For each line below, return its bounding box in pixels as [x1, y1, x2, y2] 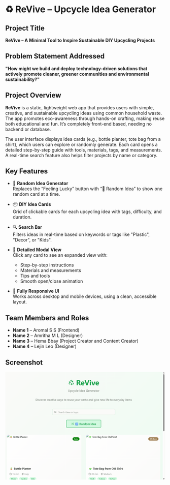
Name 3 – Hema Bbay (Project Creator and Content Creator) [12, 338, 139, 344]
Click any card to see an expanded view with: [12, 252, 108, 258]
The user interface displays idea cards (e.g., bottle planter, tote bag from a [5, 136, 161, 142]
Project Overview [5, 91, 61, 100]
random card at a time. [12, 191, 60, 197]
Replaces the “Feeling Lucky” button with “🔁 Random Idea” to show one [12, 186, 163, 192]
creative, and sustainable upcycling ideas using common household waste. [5, 110, 162, 116]
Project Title [5, 24, 45, 33]
